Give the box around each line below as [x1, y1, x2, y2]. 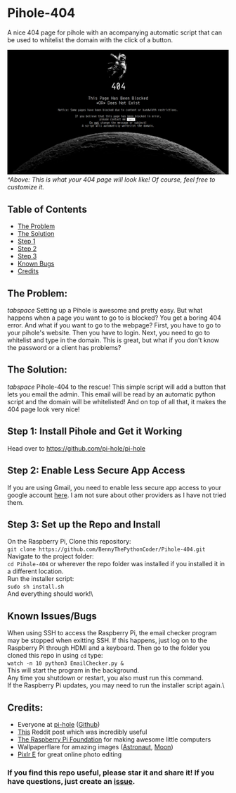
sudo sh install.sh [7, 583, 65, 591]
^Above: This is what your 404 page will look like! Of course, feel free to [7, 175, 216, 184]
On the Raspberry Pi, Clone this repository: [7, 537, 131, 546]
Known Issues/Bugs [7, 610, 97, 622]
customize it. [7, 183, 44, 192]
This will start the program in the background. [7, 666, 140, 675]
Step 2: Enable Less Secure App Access [7, 465, 185, 477]
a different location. [7, 567, 64, 575]
